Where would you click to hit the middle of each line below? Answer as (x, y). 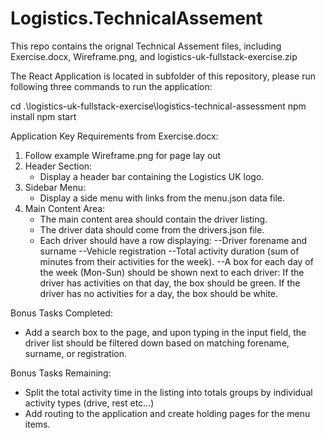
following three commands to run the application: (111, 86)
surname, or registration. (76, 353)
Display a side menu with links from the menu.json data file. (162, 198)
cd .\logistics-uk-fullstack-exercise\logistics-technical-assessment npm (158, 106)
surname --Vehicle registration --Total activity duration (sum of (169, 251)
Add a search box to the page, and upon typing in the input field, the (165, 332)
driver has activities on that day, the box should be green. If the (170, 283)
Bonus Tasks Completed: (61, 313)
